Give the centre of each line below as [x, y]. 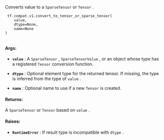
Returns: [14, 99]
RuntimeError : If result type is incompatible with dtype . [68, 132]
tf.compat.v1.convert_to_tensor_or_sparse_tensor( [60, 16]
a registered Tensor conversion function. [53, 64]
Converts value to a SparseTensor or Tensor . [50, 7]
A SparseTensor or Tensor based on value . [47, 110]
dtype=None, [26, 24]
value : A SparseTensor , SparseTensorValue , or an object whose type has [85, 59]
